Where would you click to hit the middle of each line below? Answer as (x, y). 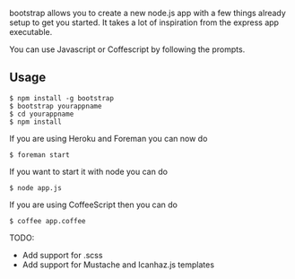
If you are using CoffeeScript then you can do (93, 205)
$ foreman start (39, 155)
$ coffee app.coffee (48, 221)
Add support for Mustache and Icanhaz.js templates (118, 265)
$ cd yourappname (42, 114)
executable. (31, 32)
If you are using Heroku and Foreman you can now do (108, 138)
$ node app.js (36, 187)
